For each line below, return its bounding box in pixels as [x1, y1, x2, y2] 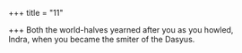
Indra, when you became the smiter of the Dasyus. [8, 34, 195, 44]
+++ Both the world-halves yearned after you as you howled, [8, 25, 234, 34]
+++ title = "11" [8, 8, 64, 18]
